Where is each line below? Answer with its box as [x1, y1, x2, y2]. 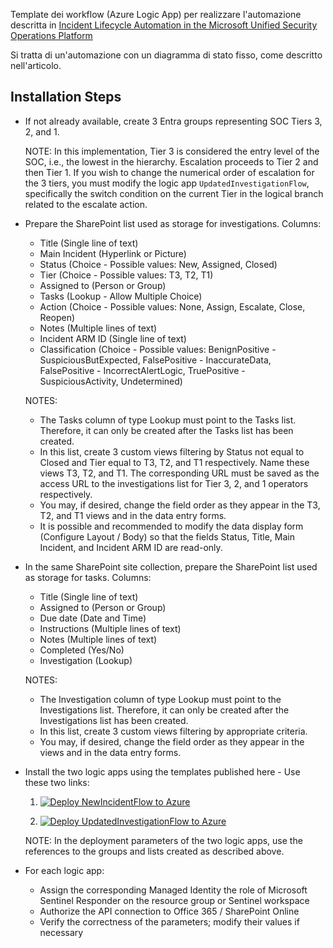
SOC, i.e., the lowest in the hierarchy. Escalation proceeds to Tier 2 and [24, 155, 319, 168]
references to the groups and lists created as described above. [24, 845, 285, 857]
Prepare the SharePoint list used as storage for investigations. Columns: [24, 217, 322, 229]
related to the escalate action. [24, 198, 148, 210]
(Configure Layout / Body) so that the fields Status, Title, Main [39, 530, 295, 543]
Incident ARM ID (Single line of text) [39, 332, 187, 344]
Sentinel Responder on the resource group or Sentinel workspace [39, 894, 310, 906]
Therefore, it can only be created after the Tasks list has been [39, 424, 294, 436]
